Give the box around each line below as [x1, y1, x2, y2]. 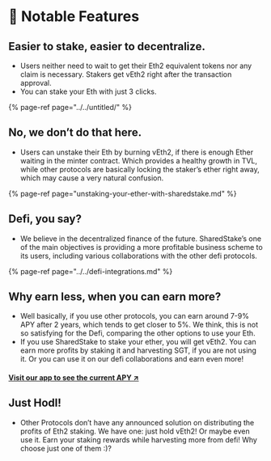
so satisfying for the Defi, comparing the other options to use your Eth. [19, 328, 256, 338]
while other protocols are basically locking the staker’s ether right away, [19, 164, 260, 174]
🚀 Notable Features [8, 7, 140, 26]
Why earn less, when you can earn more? [8, 290, 222, 304]
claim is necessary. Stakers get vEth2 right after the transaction [19, 70, 232, 79]
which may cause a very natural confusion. [19, 173, 164, 183]
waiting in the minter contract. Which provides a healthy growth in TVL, [19, 155, 257, 165]
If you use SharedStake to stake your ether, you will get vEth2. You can [19, 337, 256, 347]
